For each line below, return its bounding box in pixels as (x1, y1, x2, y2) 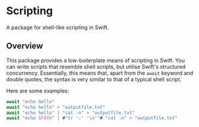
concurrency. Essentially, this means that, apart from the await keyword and (6, 69, 194, 77)
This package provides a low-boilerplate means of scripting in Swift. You (6, 56, 185, 63)
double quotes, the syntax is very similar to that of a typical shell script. (6, 75, 182, 82)
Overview (6, 41, 44, 51)
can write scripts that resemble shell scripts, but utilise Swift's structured (6, 63, 186, 70)
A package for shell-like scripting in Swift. (6, 24, 109, 31)
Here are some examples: (6, 87, 70, 94)
